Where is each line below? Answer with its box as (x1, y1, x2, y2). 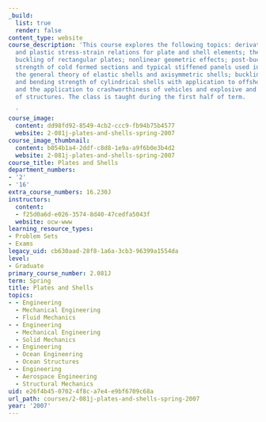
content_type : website (8, 33, 83, 42)
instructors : (8, 195, 51, 203)
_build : (8, 11, 34, 20)
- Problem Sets (8, 232, 59, 240)
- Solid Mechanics (15, 336, 77, 343)
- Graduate (8, 262, 44, 270)
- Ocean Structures (15, 358, 80, 366)
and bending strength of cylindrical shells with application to (15, 78, 236, 86)
